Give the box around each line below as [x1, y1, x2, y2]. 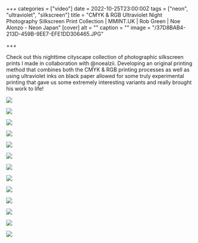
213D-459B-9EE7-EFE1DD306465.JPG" [6, 30, 104, 38]
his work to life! [6, 85, 44, 92]
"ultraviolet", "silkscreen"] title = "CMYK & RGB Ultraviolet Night [6, 11, 162, 18]
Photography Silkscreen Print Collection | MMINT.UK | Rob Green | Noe [6, 18, 181, 24]
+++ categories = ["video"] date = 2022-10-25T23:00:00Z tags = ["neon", [6, 5, 188, 12]
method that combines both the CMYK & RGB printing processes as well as [6, 66, 190, 73]
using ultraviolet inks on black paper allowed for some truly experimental [6, 73, 184, 79]
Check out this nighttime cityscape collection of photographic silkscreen [6, 54, 184, 60]
